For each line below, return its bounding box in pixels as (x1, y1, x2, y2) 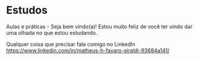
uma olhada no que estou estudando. (6, 29, 97, 36)
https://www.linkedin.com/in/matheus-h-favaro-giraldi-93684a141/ (6, 46, 170, 54)
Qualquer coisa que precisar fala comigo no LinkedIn (6, 41, 135, 48)
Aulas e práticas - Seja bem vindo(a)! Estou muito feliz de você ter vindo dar (6, 23, 193, 30)
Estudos (6, 4, 48, 17)
